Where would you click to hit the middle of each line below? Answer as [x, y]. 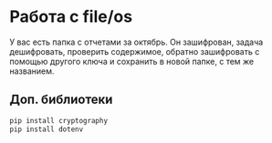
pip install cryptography [58, 120]
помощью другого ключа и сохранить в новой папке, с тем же [132, 61]
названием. [32, 71]
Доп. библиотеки [61, 100]
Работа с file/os [71, 17]
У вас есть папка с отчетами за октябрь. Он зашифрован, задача [136, 42]
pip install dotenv [47, 129]
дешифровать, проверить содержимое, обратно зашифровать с [135, 51]
